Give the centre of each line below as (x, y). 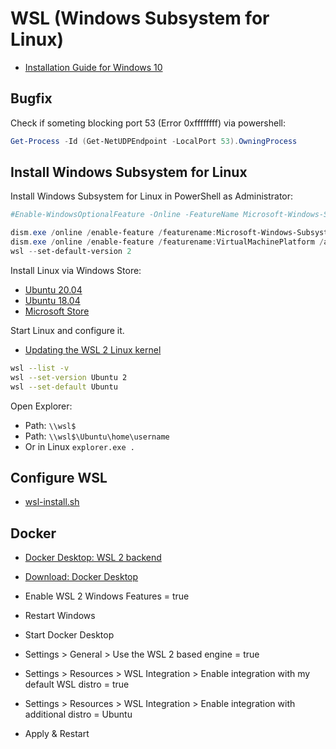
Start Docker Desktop (69, 635)
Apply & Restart (57, 734)
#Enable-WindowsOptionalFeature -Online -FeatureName (125, 215)
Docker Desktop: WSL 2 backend (93, 558)
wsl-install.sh (52, 502)
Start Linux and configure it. (67, 330)
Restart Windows (60, 616)
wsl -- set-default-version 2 (71, 252)
